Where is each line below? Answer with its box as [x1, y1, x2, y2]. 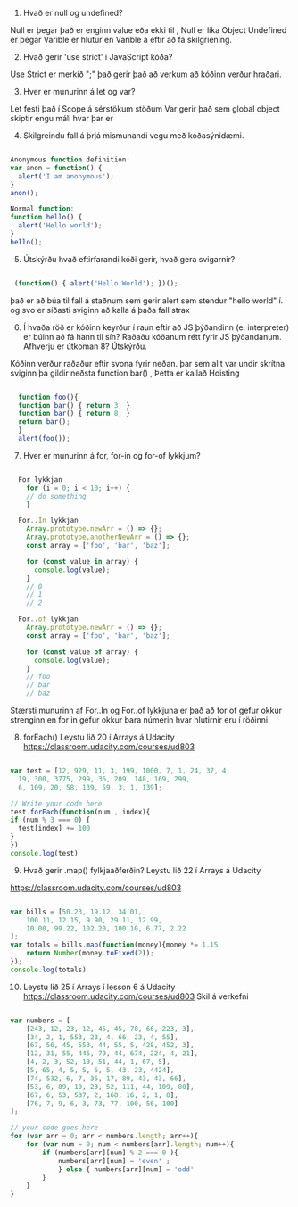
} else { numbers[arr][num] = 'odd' [57, 1164, 195, 1174]
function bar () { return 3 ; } [18, 401, 130, 409]
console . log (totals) [10, 965, 87, 974]
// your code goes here [10, 1123, 99, 1132]
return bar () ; [18, 417, 70, 426]
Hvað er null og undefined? [22, 8, 123, 18]
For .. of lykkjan [18, 615, 79, 624]
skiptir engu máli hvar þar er [10, 113, 114, 123]
